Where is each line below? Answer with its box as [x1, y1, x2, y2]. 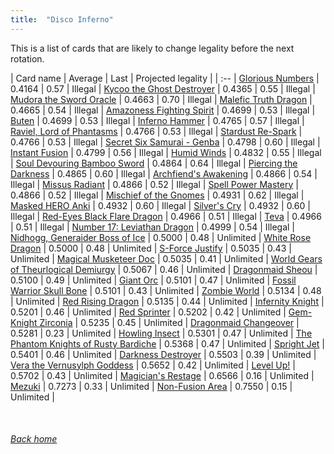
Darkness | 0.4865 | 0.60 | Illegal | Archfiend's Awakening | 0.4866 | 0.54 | [10, 167, 318, 180]
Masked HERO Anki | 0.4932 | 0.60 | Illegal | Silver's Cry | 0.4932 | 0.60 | [10, 199, 311, 211]
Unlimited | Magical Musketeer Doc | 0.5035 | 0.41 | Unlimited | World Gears [10, 252, 323, 265]
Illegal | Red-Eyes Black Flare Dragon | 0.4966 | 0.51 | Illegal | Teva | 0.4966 [10, 210, 322, 222]
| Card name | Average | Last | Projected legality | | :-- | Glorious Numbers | [10, 72, 320, 84]
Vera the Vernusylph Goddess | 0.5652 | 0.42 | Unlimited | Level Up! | [10, 359, 296, 371]
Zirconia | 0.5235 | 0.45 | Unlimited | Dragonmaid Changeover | [39, 316, 300, 328]
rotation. [10, 52, 45, 65]
